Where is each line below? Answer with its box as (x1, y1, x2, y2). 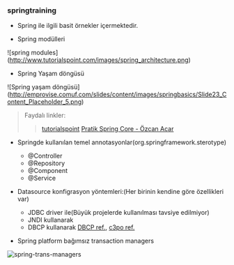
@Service (27, 174, 56, 183)
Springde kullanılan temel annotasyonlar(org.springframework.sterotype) (17, 138, 226, 146)
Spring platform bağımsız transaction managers (17, 236, 155, 245)
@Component (27, 167, 68, 175)
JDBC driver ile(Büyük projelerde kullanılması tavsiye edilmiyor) (27, 209, 210, 217)
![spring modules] (7, 48, 58, 57)
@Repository (27, 159, 65, 167)
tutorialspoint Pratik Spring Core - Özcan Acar (41, 125, 174, 133)
